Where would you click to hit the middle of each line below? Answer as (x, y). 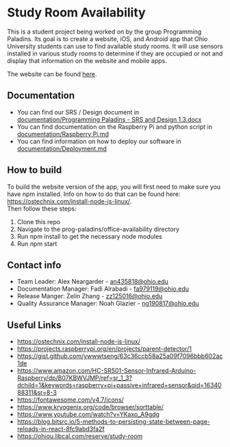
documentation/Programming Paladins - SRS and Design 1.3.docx (109, 119)
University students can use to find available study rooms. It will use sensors (115, 46)
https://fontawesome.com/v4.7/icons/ (71, 400)
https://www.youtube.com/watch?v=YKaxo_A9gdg (88, 414)
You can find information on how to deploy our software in (99, 141)
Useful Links (34, 325)
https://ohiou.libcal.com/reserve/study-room (80, 436)
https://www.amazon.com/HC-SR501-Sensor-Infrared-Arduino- (106, 371)
